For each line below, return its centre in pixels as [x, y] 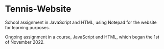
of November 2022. [25, 42]
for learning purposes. [28, 27]
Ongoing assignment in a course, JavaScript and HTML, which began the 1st [82, 37]
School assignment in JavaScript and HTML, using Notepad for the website [81, 22]
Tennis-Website [38, 9]
